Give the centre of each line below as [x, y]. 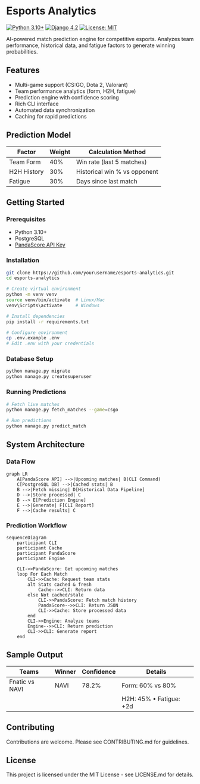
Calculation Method [117, 152]
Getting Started [35, 202]
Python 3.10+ [31, 232]
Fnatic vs [22, 682]
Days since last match [107, 181]
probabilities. [22, 51]
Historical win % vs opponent [118, 171]
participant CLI [37, 543]
